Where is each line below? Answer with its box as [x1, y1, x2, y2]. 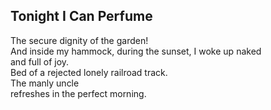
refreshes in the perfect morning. [10, 87, 147, 99]
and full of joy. [10, 55, 70, 68]
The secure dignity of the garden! [10, 34, 149, 46]
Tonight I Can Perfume [10, 8, 153, 25]
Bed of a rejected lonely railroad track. [10, 66, 168, 78]
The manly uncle [10, 77, 80, 89]
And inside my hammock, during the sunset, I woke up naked [10, 45, 262, 57]
